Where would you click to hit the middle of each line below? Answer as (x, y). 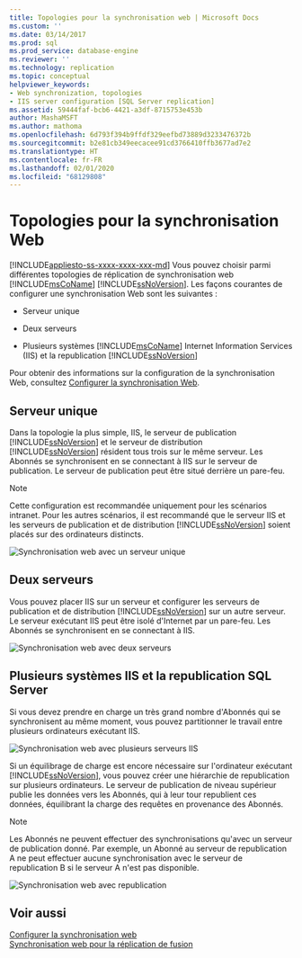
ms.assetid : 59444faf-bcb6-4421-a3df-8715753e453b (106, 110)
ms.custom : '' (36, 26)
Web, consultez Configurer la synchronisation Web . (105, 382)
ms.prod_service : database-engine (74, 51)
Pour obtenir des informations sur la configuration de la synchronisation (142, 373)
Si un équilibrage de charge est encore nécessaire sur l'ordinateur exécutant (151, 766)
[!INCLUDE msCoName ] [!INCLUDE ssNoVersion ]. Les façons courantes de (146, 284)
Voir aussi (38, 913)
